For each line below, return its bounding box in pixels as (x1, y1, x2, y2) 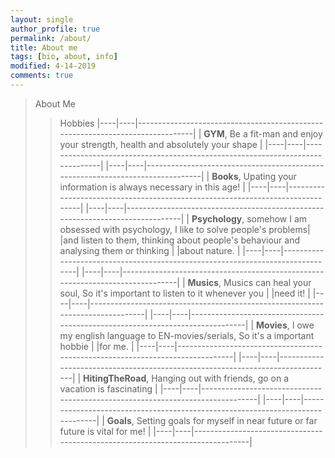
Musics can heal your (223, 276, 312, 288)
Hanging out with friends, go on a (151, 372, 290, 384)
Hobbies (59, 117, 95, 129)
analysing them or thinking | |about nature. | (59, 244, 241, 256)
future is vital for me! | (59, 425, 152, 437)
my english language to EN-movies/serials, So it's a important (59, 329, 315, 341)
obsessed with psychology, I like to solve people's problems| (59, 223, 311, 235)
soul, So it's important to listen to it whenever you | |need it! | (59, 287, 311, 299)
